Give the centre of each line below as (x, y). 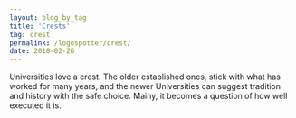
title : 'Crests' (40, 26)
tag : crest (30, 34)
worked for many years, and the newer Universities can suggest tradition (145, 86)
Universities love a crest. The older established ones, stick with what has (145, 77)
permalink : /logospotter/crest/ (70, 43)
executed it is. (35, 105)
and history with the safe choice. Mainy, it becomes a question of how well (148, 96)
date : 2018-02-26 (42, 51)
